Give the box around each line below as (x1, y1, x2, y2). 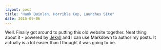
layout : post (5, 7, 32, 12)
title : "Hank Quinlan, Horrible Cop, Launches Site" (5, 12, 115, 17)
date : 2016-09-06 (5, 16, 40, 21)
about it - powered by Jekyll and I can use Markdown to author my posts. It (5, 34, 156, 40)
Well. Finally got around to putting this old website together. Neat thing (5, 30, 147, 35)
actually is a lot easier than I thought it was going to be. (5, 40, 116, 46)
